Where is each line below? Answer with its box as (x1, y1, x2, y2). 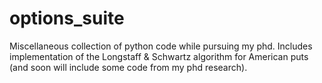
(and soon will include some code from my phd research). (9, 61, 248, 73)
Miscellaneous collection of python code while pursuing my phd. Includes (9, 40, 313, 52)
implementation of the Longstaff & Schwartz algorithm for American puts (9, 50, 309, 62)
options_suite (9, 7, 125, 30)
